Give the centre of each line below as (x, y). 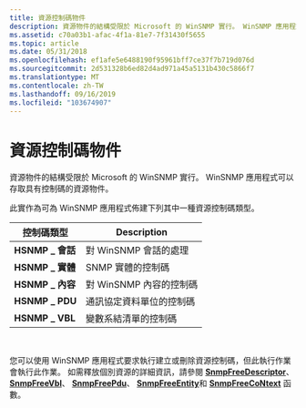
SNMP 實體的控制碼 (127, 268)
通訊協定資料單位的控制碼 (140, 301)
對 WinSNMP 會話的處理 (137, 250)
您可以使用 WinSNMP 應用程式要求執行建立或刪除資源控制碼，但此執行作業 (150, 361)
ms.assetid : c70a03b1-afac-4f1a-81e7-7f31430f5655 (107, 35)
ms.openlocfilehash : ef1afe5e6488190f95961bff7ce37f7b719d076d (132, 60)
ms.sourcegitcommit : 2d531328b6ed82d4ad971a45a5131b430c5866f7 (132, 69)
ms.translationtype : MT (55, 77)
